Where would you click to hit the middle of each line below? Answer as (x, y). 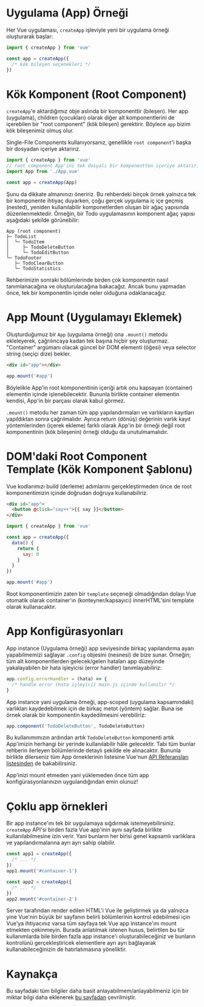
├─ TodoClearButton (39, 263)
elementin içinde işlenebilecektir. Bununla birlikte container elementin (93, 394)
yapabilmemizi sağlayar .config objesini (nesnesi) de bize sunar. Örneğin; (99, 655)
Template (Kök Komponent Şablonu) (100, 469)
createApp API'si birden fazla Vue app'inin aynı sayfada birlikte (84, 830)
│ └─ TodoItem (25, 242)
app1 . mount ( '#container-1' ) (42, 871)
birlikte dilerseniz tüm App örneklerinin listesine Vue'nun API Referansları (97, 757)
